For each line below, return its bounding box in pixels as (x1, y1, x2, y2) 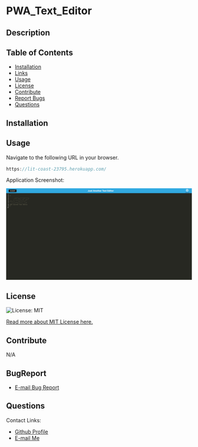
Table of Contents (6, 47, 74, 57)
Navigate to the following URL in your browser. (6, 154, 119, 161)
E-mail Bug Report (14, 384, 60, 391)
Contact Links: (6, 416, 41, 423)
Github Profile (14, 428, 48, 435)
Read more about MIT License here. (6, 318, 93, 325)
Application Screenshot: (6, 177, 65, 184)
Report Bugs (14, 94, 45, 102)
